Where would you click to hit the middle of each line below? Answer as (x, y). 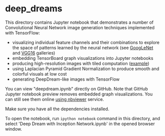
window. (14, 129)
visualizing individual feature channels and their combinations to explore (86, 42)
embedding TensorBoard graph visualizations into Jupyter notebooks (83, 58)
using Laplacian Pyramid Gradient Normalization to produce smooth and (86, 68)
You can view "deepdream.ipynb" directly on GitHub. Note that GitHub (77, 89)
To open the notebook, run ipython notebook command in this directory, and (83, 118)
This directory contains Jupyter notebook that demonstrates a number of (80, 22)
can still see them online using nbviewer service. (55, 99)
